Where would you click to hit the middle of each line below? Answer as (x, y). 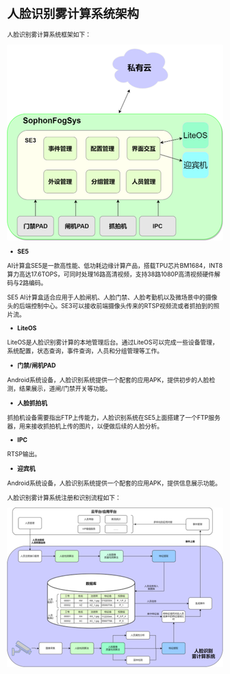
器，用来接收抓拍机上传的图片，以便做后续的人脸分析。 (85, 426)
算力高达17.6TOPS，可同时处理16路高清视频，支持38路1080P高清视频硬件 (111, 274)
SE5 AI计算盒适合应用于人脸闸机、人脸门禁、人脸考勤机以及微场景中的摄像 (112, 297)
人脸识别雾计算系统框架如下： (49, 34)
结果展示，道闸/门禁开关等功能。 (65, 388)
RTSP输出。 (24, 454)
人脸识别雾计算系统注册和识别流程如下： (64, 498)
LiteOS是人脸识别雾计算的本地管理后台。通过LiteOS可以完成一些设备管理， (113, 342)
